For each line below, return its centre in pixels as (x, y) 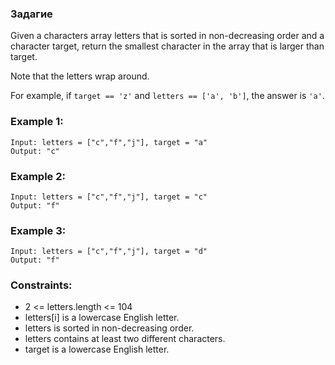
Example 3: (38, 230)
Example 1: (37, 122)
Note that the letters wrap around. (80, 76)
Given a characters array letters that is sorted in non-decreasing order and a (167, 36)
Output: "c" (35, 151)
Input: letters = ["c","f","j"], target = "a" (109, 142)
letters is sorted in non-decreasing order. (109, 328)
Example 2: (38, 176)
